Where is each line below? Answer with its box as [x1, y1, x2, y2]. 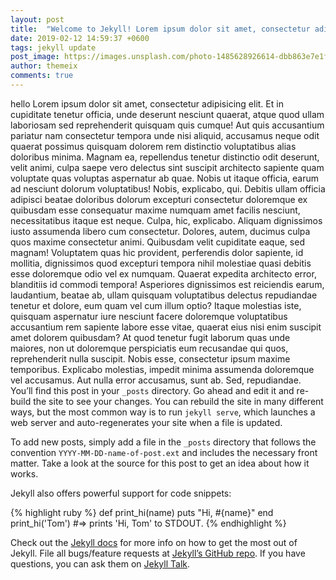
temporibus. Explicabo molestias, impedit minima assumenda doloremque [10, 363, 315, 375]
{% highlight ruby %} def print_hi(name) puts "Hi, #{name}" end [10, 506, 274, 518]
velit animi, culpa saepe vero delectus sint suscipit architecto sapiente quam [10, 161, 325, 173]
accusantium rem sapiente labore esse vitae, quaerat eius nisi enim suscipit [10, 321, 322, 333]
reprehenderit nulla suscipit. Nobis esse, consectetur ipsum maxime [10, 352, 291, 365]
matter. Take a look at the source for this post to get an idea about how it [10, 457, 310, 469]
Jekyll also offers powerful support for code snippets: [10, 487, 232, 499]
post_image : [10, 52, 60, 62]
